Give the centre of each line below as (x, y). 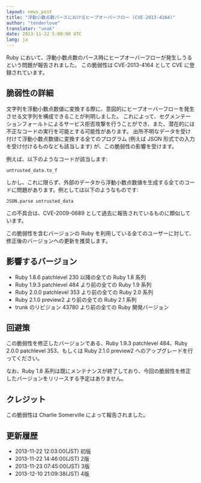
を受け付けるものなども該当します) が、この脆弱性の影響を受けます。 (92, 146)
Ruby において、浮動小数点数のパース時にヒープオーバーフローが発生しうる (99, 57)
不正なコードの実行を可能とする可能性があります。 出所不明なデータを (94, 131)
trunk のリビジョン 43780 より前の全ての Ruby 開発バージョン (92, 307)
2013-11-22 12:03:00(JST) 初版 (53, 451)
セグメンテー (175, 116)
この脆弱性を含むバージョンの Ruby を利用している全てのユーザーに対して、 (100, 233)
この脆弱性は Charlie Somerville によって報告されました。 (77, 415)
